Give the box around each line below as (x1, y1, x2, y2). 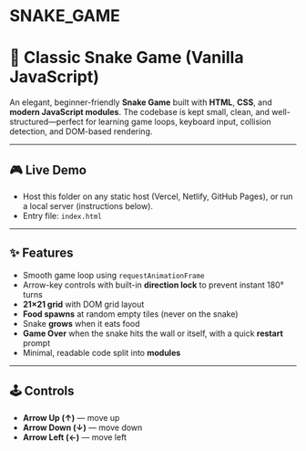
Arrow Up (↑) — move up (22, 412, 120, 423)
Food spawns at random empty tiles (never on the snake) (22, 308, 239, 320)
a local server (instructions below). (22, 200, 153, 211)
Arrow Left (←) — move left (22, 431, 127, 443)
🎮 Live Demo (9, 162, 87, 178)
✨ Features (9, 246, 74, 261)
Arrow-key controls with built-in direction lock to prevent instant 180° (22, 279, 284, 290)
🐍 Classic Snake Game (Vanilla (9, 47, 244, 68)
